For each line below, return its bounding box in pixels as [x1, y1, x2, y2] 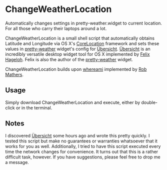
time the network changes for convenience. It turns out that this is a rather [5, 148, 158, 154]
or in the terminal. [15, 104, 52, 111]
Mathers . [5, 71, 24, 77]
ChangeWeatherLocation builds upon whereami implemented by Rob [5, 66, 147, 72]
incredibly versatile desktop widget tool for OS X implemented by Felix [5, 51, 150, 57]
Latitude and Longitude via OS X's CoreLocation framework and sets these [5, 40, 159, 46]
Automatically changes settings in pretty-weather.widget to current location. [5, 20, 162, 26]
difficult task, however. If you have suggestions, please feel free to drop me [5, 154, 161, 160]
